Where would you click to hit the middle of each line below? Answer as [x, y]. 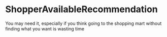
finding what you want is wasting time [45, 28]
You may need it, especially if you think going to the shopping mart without [83, 23]
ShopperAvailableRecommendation [82, 9]
